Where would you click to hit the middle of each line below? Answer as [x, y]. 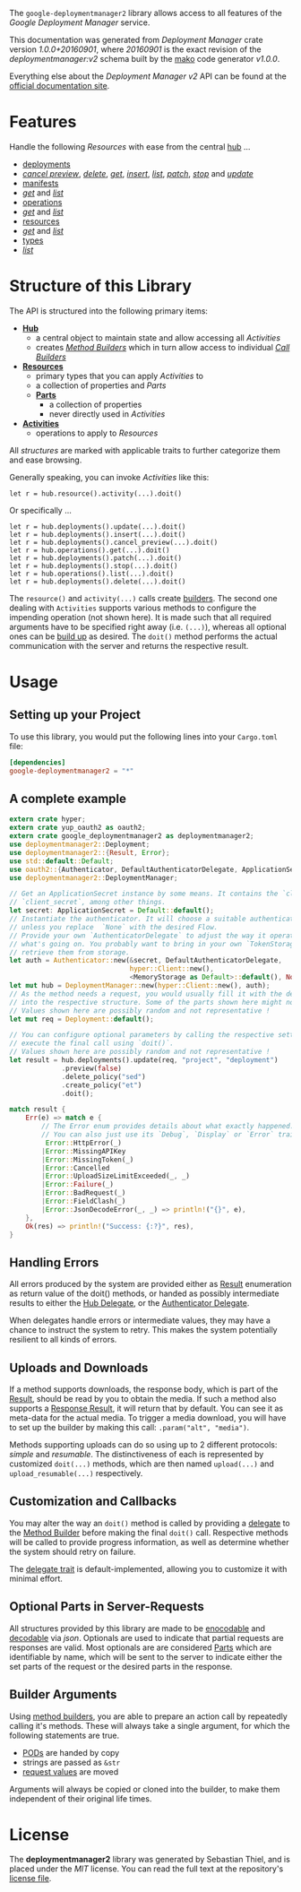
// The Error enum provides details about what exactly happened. [168, 1127]
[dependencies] [38, 762]
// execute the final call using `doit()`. [92, 1043]
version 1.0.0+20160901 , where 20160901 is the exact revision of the [135, 49]
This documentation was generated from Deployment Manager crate [136, 40]
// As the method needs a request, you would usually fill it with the [146, 994]
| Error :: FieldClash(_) [84, 1201]
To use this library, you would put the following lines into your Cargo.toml [143, 736]
